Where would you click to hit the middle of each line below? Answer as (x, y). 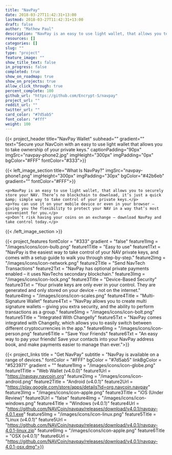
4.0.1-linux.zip (20, 430)
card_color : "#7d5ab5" (29, 115)
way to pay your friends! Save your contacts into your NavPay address (80, 339)
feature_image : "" (25, 58)
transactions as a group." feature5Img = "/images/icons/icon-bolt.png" (80, 312)
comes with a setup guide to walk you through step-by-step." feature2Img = (85, 257)
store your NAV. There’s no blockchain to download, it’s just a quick (83, 195)
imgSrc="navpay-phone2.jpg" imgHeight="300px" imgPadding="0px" (79, 155)
